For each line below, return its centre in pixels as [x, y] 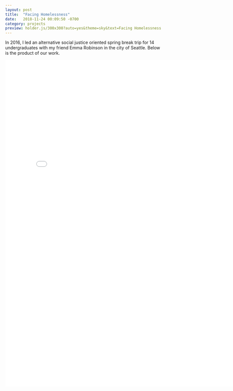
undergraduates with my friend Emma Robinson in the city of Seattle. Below [83, 48]
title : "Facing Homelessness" [38, 14]
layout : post [19, 10]
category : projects [25, 24]
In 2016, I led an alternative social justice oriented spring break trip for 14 [80, 42]
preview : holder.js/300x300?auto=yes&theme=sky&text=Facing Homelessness [83, 28]
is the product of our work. [33, 53]
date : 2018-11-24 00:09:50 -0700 [42, 19]
